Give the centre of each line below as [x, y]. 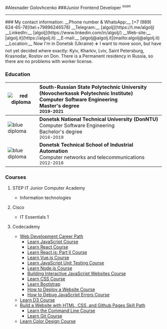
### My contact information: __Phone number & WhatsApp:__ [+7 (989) [78, 22]
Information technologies [45, 198]
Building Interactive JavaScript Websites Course [77, 274]
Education [18, 74]
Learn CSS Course [46, 279]
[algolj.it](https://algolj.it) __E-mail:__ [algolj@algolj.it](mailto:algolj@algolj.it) [83, 38]
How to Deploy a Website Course [61, 290]
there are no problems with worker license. [49, 61]
